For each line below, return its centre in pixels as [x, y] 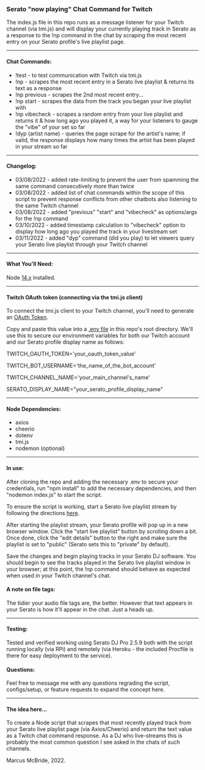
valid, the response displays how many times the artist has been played [105, 140]
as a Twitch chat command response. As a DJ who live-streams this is [95, 736]
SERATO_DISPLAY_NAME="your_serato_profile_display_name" [85, 390]
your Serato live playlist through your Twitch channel [81, 244]
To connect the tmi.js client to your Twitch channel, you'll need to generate [100, 311]
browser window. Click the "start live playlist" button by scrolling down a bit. [102, 531]
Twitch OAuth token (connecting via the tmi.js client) [75, 297]
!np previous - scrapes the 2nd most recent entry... [79, 94]
